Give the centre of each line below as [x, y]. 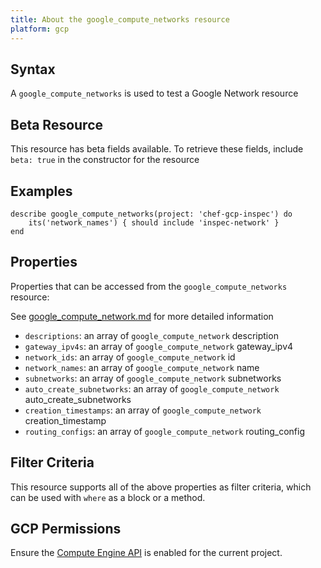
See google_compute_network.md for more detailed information [142, 316]
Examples [41, 191]
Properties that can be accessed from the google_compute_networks [149, 286]
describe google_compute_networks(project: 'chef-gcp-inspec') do [151, 214]
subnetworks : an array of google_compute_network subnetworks [153, 378]
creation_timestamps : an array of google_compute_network [143, 410]
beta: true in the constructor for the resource [105, 160]
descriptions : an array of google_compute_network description [151, 335]
